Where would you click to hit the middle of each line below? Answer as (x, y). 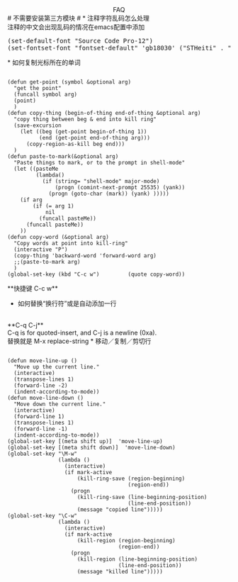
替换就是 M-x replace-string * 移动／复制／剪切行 (79, 341)
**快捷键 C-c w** (33, 288)
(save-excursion (38, 125)
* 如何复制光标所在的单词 (44, 62)
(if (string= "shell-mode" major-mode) (101, 181)
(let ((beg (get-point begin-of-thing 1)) (84, 132)
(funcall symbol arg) (46, 94)
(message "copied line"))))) (120, 510)
